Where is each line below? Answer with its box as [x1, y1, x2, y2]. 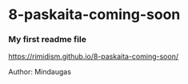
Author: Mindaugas [8, 67, 72, 77]
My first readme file [8, 34, 86, 45]
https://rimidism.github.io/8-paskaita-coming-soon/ [8, 52, 178, 61]
